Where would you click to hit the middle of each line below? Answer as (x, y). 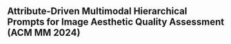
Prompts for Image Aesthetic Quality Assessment (116, 22)
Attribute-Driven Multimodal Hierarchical (97, 11)
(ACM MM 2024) (44, 33)
